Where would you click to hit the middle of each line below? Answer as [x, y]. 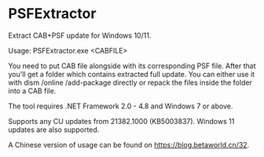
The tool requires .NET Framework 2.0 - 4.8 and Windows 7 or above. [121, 106]
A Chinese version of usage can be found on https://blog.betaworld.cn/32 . [129, 144]
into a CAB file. [32, 90]
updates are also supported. [54, 130]
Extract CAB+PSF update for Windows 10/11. [80, 35]
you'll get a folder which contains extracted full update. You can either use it [132, 74]
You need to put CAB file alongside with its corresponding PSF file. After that [132, 66]
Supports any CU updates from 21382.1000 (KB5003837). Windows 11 [121, 121]
